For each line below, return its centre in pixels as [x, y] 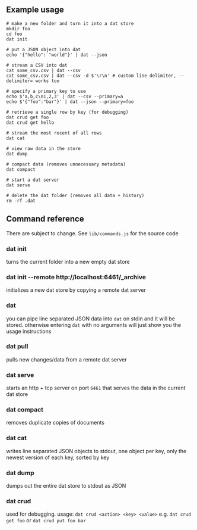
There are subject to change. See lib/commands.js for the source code [93, 233]
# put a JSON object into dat [44, 49]
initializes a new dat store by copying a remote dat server [76, 290]
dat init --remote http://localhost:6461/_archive [76, 277]
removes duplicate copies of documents [55, 423]
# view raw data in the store [44, 148]
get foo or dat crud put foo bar [46, 520]
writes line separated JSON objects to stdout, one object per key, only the [96, 451]
